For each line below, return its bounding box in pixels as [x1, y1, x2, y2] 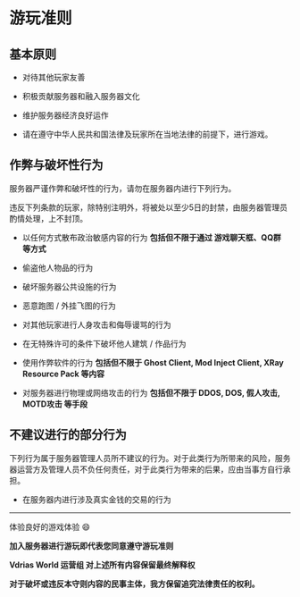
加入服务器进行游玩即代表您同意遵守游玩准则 [9, 540, 174, 551]
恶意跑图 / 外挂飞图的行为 [21, 300, 116, 311]
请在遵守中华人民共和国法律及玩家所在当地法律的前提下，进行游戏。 [21, 129, 273, 139]
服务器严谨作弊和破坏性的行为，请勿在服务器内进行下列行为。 [9, 182, 237, 193]
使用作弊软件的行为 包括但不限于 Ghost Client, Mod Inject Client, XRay [21, 357, 284, 367]
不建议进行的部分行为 [9, 427, 127, 442]
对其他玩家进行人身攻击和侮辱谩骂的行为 [21, 319, 171, 330]
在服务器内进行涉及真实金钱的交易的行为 [21, 493, 171, 505]
